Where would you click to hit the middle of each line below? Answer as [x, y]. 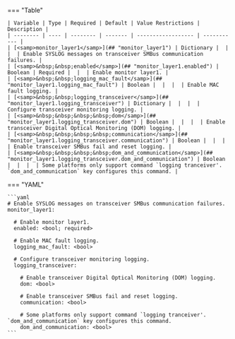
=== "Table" [25, 10]
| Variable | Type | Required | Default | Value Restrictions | [104, 23]
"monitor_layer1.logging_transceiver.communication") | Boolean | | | [116, 141]
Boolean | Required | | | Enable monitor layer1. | [88, 73]
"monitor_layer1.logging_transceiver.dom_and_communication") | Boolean [116, 159]
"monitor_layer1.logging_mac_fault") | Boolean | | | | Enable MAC [113, 85]
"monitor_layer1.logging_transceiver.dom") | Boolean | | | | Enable [116, 122]
